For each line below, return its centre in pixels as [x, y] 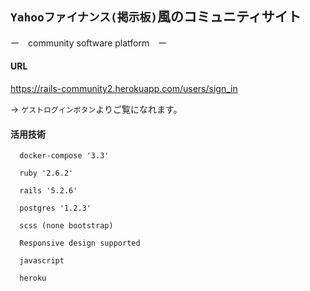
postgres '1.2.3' [55, 208]
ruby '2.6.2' [46, 173]
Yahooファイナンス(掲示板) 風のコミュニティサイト [156, 17]
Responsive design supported [80, 243]
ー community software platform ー [89, 43]
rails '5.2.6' [48, 191]
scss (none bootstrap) [66, 226]
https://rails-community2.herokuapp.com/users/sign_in [124, 89]
